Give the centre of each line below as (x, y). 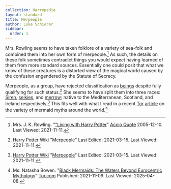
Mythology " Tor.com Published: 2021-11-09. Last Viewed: (73, 175)
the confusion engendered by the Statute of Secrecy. (61, 76)
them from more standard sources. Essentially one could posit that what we (84, 65)
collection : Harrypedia (31, 10)
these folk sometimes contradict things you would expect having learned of (84, 59)
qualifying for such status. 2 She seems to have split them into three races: (83, 91)
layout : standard (24, 15)
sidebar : (15, 29)
